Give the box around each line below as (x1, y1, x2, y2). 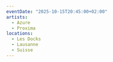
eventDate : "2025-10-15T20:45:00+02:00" (6, 8, 108, 15)
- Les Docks (11, 36, 42, 42)
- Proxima (11, 25, 36, 31)
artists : (6, 14, 28, 20)
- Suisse (11, 47, 33, 53)
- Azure (11, 19, 31, 25)
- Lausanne (11, 42, 39, 48)
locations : (6, 31, 33, 37)
